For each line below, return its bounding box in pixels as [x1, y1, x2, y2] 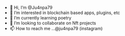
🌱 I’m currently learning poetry [9, 15, 72, 20]
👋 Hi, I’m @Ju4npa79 [9, 5, 53, 10]
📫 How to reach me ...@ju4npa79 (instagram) [9, 26, 103, 31]
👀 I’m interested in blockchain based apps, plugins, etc [9, 10, 120, 16]
